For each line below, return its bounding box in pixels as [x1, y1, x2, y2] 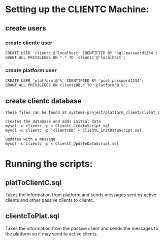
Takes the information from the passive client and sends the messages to [5, 225, 158, 231]
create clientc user [5, 39, 53, 46]
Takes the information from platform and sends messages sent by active [5, 192, 156, 198]
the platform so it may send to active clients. [5, 230, 98, 237]
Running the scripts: [5, 158, 93, 170]
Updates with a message [5, 136, 56, 142]
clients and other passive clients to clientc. [5, 197, 95, 203]
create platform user [5, 67, 57, 74]
